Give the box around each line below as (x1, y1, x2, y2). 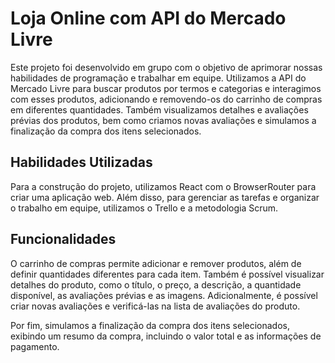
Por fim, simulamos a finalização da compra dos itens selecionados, (10, 319, 291, 331)
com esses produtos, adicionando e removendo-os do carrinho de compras (10, 93, 323, 105)
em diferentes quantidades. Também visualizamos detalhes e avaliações (10, 103, 309, 116)
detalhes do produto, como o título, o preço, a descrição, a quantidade (10, 278, 302, 291)
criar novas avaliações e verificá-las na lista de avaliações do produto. (10, 300, 301, 312)
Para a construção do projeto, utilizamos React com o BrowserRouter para (10, 180, 317, 192)
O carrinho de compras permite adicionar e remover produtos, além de (10, 257, 302, 269)
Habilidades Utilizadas (10, 154, 153, 171)
